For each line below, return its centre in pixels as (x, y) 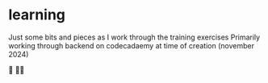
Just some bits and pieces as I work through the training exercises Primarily (134, 37)
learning (37, 15)
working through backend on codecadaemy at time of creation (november (131, 45)
